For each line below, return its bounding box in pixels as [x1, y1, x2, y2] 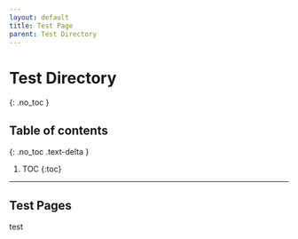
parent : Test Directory [9, 29, 98, 38]
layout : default [9, 12, 69, 22]
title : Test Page [9, 21, 74, 30]
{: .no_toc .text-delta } [9, 147, 90, 157]
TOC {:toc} [21, 163, 62, 174]
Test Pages [9, 197, 73, 213]
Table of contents [9, 123, 108, 138]
